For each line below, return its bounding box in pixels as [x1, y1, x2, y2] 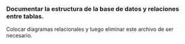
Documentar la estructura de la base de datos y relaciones [6, 5, 180, 13]
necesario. [6, 32, 33, 39]
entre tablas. [6, 12, 44, 20]
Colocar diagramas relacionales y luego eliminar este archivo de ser [6, 26, 174, 33]
